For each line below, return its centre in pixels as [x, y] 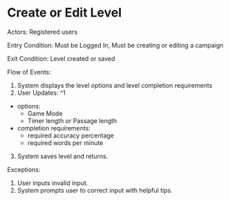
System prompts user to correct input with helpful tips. [95, 190]
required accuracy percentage [71, 135]
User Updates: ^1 [41, 93]
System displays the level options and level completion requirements [115, 85]
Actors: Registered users [42, 32]
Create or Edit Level [65, 13]
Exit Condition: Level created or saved [61, 58]
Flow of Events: [29, 72]
